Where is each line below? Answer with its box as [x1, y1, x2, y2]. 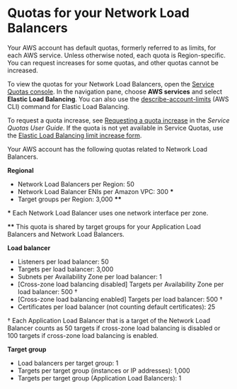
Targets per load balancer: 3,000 [17, 264, 114, 274]
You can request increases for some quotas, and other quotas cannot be [7, 58, 219, 67]
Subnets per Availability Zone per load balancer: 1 [17, 272, 163, 281]
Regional [7, 166, 34, 174]
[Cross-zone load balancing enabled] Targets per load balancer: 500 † [17, 295, 223, 303]
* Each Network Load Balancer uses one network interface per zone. [7, 208, 209, 217]
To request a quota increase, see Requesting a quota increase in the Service [7, 115, 230, 125]
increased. [7, 66, 39, 74]
